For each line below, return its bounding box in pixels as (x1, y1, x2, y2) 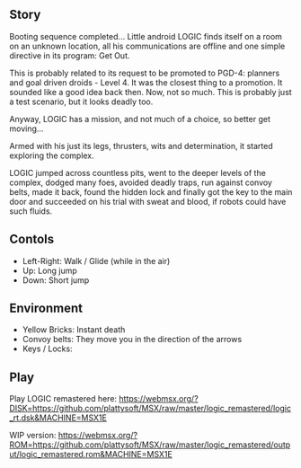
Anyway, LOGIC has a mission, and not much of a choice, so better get (9, 113, 271, 124)
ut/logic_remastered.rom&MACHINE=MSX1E (9, 449, 173, 460)
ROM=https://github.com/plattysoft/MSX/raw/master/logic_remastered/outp (9, 439, 291, 450)
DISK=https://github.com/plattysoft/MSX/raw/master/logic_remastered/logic (9, 403, 292, 414)
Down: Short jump (22, 274, 90, 286)
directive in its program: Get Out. (9, 49, 130, 61)
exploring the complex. (9, 150, 94, 161)
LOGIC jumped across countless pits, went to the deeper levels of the (9, 167, 267, 178)
